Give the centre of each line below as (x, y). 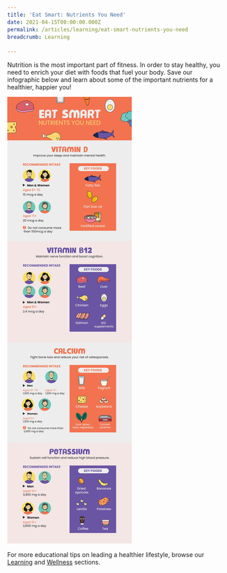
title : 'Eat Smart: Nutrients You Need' (67, 15)
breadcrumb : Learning (39, 37)
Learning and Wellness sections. (54, 563)
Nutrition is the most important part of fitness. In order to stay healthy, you (114, 65)
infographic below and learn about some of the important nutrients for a (110, 80)
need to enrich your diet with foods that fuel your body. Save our (100, 73)
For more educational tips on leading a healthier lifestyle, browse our (106, 555)
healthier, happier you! (39, 87)
